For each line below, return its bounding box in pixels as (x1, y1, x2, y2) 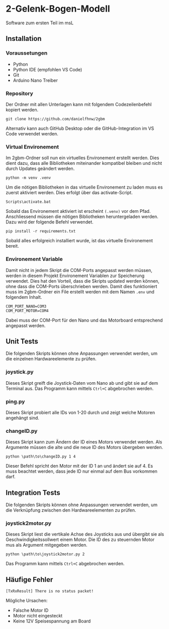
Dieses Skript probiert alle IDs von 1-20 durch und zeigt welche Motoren (6, 409, 155, 415)
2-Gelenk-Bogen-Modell (6, 3, 110, 15)
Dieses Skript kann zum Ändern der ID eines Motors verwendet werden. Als (6, 439, 162, 445)
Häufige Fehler (6, 575, 53, 584)
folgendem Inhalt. (6, 294, 42, 300)
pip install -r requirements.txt (6, 229, 76, 234)
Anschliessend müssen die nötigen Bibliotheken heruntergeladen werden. (6, 213, 158, 220)
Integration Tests (6, 488, 60, 497)
